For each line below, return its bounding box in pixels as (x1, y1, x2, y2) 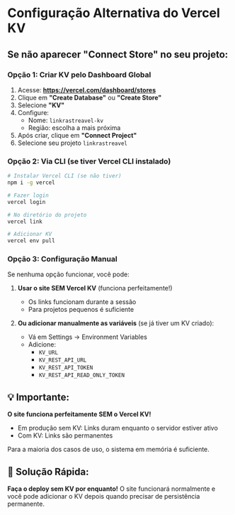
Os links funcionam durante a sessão (28, 298, 137, 306)
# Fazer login (7, 192, 50, 199)
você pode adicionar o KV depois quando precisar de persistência (7, 492, 200, 501)
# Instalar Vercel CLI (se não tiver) (7, 173, 122, 180)
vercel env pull (7, 237, 55, 244)
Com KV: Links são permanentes (17, 431, 113, 440)
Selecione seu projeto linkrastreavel (17, 139, 127, 147)
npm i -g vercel (7, 179, 55, 186)
